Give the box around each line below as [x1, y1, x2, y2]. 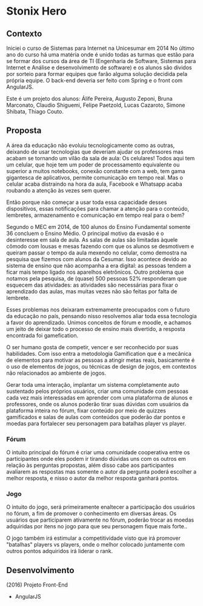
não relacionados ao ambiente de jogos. [6, 369, 107, 376]
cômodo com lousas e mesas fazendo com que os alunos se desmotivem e [6, 242, 195, 250]
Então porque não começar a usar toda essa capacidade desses [6, 199, 167, 206]
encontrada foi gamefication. [6, 332, 79, 339]
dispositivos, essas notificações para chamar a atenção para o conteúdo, [6, 205, 190, 212]
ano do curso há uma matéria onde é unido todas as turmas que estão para [6, 51, 195, 58]
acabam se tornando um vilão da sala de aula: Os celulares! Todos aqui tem [6, 154, 195, 162]
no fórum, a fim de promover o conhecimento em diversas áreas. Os [6, 510, 177, 517]
